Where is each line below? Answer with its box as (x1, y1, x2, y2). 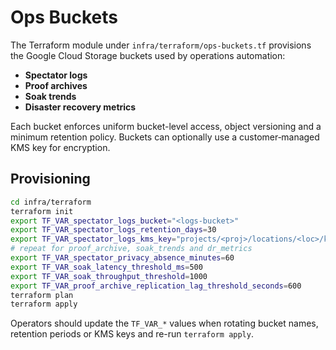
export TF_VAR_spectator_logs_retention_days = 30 (10, 225, 217, 235)
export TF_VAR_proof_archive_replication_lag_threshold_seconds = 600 (10, 281, 302, 291)
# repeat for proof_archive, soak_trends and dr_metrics (10, 244, 253, 254)
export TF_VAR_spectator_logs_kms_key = (10, 234, 177, 245)
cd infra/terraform (10, 197, 92, 207)
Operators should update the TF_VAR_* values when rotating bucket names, (10, 317, 319, 330)
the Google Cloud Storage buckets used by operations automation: (10, 49, 286, 61)
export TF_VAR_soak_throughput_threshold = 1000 (10, 271, 208, 281)
